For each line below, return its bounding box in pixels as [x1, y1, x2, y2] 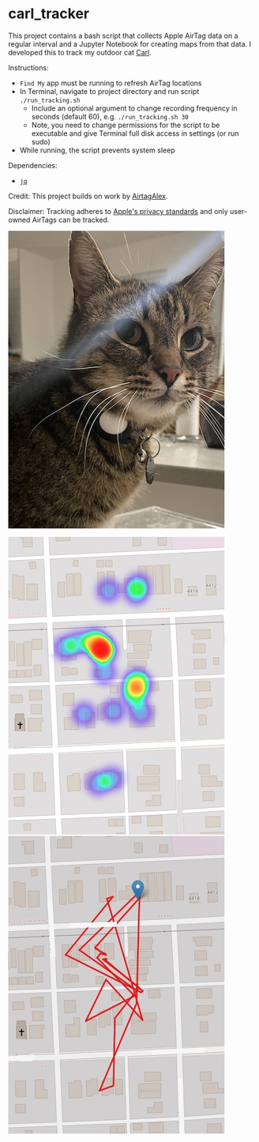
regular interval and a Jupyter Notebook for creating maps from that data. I [8, 39, 251, 48]
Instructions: [8, 62, 49, 72]
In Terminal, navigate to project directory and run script [19, 86, 200, 96]
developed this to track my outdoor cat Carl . [8, 47, 152, 57]
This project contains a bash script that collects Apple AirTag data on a [8, 31, 238, 40]
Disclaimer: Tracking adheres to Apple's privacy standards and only [8, 206, 229, 216]
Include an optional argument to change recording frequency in [31, 103, 238, 113]
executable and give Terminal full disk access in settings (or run [31, 128, 239, 138]
